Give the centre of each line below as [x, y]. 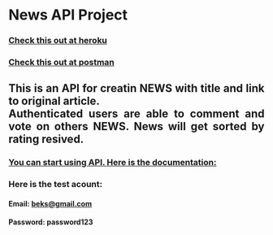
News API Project [68, 15]
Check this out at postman [62, 63]
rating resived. [46, 139]
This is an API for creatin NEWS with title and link [136, 88]
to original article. [54, 101]
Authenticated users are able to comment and [136, 114]
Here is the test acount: [56, 185]
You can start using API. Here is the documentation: [113, 163]
